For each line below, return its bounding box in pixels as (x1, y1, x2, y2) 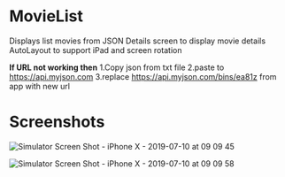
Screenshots (9, 112, 105, 132)
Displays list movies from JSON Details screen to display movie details (9, 35, 266, 46)
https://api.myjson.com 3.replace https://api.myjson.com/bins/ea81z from (9, 71, 277, 81)
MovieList (9, 6, 84, 27)
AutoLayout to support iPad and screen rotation (9, 44, 183, 55)
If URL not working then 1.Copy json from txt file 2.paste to (9, 62, 225, 73)
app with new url (9, 81, 71, 91)
